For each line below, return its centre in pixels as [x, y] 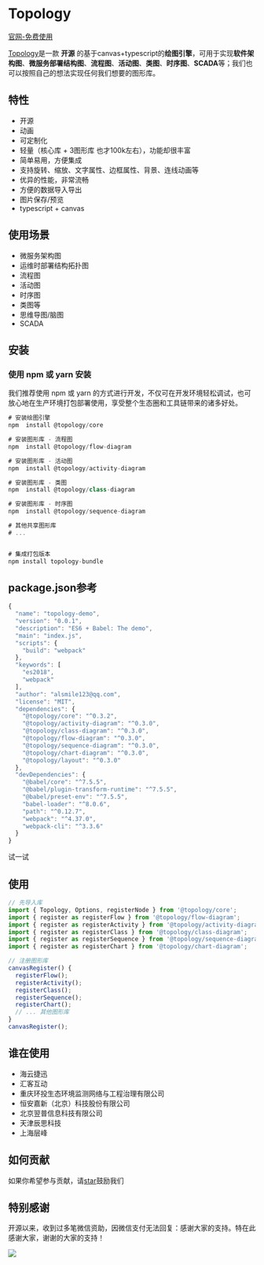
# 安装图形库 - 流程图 [40, 440]
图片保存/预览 [42, 199]
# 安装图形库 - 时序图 [40, 504]
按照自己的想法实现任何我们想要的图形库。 [90, 72]
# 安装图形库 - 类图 [38, 482]
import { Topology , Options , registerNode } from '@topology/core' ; [123, 910]
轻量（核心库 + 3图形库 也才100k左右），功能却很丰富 [105, 150]
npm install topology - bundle [56, 561]
